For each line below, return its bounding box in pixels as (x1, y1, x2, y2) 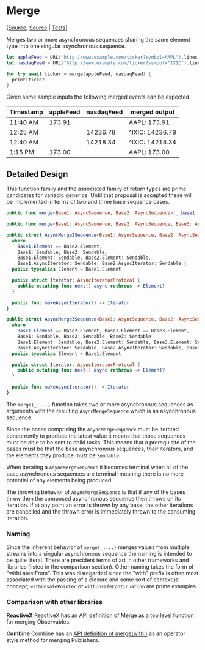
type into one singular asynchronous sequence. (6, 42, 126, 50)
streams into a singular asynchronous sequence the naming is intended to (6, 550, 192, 558)
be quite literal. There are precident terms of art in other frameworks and (6, 556, 189, 564)
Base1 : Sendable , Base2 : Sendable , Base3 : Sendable (17, 334, 151, 340)
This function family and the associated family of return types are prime (6, 185, 187, 193)
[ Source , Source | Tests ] (6, 24, 68, 31)
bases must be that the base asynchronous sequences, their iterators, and (6, 445, 193, 452)
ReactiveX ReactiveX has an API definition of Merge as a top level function (6, 611, 194, 619)
